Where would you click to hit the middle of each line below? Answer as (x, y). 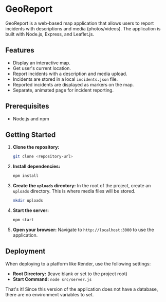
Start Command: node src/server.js (52, 279)
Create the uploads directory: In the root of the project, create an (82, 186)
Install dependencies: (36, 166)
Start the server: (31, 210)
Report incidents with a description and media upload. (70, 74)
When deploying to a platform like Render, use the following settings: (78, 263)
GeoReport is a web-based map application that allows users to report (80, 23)
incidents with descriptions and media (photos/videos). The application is (83, 28)
